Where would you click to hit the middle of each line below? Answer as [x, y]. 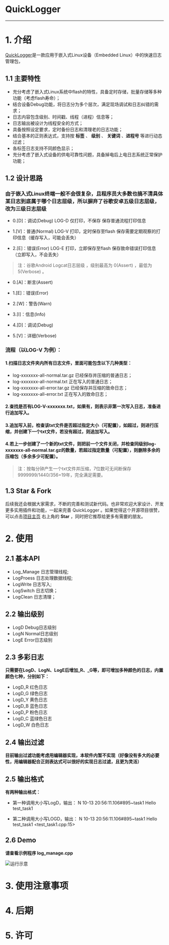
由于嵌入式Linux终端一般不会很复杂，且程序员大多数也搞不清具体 [84, 194]
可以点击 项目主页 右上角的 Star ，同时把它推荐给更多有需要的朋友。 [75, 516]
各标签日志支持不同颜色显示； [43, 148]
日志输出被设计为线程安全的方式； [48, 123]
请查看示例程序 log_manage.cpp [39, 853]
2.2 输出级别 [25, 614]
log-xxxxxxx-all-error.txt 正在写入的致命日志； [60, 394]
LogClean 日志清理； [34, 596]
